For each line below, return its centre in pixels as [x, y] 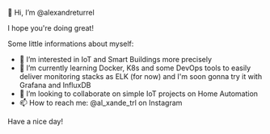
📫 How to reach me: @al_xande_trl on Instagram [101, 103]
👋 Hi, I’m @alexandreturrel [51, 13]
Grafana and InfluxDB [55, 85]
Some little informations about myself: [71, 44]
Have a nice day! [36, 121]
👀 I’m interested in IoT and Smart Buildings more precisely [115, 59]
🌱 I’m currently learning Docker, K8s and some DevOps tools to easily [135, 68]
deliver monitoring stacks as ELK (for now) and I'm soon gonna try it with [141, 76]
